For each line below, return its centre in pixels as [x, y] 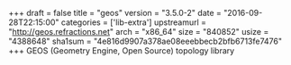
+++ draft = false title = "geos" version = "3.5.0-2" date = [115, 13]
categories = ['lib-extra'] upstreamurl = [134, 22]
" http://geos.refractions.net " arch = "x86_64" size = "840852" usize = [139, 32]
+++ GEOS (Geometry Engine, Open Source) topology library [122, 51]
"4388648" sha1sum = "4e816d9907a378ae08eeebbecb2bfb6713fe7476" [145, 41]
